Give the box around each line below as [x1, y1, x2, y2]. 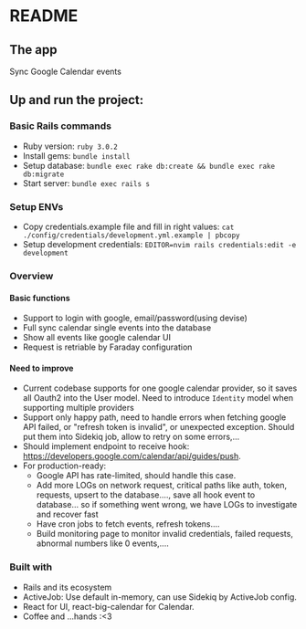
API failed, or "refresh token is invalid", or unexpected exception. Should [22, 422, 295, 433]
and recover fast [36, 508, 99, 520]
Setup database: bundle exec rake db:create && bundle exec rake [22, 160, 276, 171]
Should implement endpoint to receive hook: [22, 441, 190, 452]
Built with [9, 561, 53, 573]
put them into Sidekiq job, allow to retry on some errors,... [22, 431, 240, 443]
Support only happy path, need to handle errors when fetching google [22, 412, 287, 423]
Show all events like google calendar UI [22, 332, 172, 343]
